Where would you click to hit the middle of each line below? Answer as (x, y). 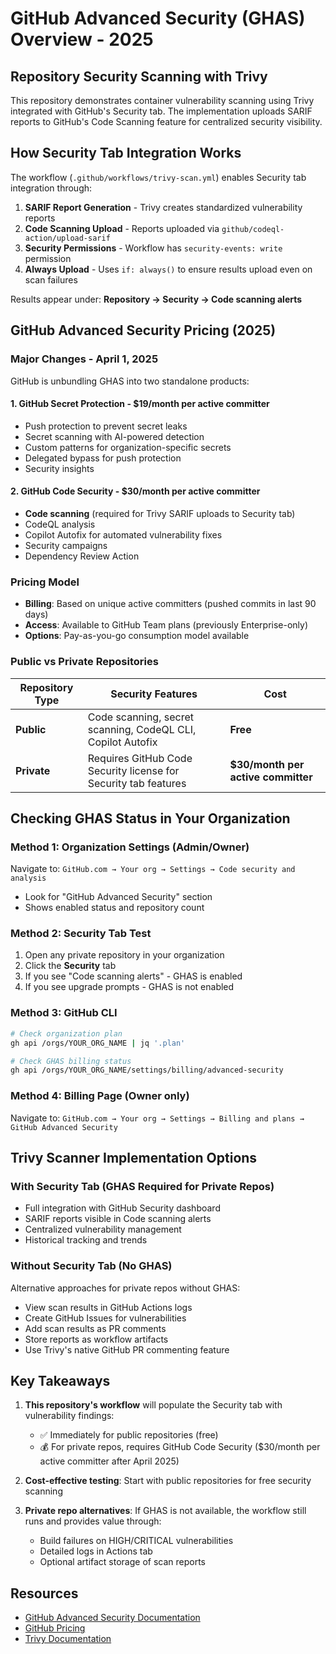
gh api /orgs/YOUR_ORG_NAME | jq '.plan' (98, 1043)
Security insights (59, 468)
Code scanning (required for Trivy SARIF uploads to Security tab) (160, 513)
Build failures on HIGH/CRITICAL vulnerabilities (136, 1541)
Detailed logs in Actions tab (96, 1551)
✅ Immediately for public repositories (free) (129, 1435)
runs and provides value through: (93, 1521)
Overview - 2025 (82, 39)
